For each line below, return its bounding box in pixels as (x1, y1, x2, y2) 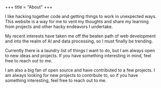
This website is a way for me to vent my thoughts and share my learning (5, 19, 149, 24)
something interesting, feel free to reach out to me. (5, 77, 107, 83)
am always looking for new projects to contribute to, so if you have (5, 73, 138, 78)
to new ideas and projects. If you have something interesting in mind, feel (5, 53, 151, 59)
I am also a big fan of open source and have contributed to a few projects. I (5, 67, 155, 73)
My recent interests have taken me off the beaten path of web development (5, 33, 156, 39)
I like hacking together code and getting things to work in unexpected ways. (5, 14, 157, 19)
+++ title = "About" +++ (5, 4, 53, 10)
